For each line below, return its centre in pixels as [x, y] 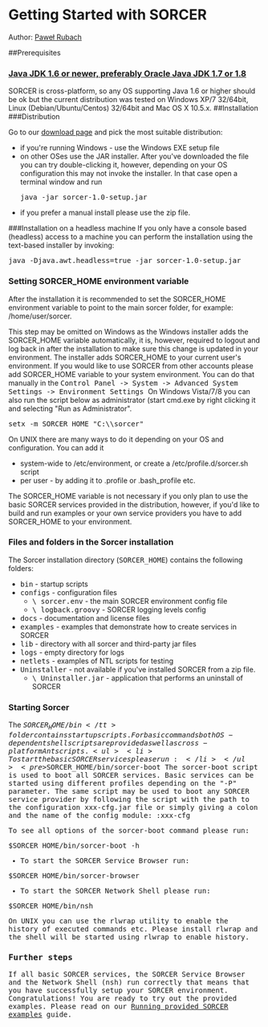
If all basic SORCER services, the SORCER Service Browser [127, 974]
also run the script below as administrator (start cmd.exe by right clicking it [132, 400]
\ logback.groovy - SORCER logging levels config [119, 610]
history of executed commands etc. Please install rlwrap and [133, 929]
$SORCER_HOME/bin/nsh [51, 906]
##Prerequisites [35, 52]
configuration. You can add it [56, 447]
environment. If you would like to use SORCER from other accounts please [131, 366]
